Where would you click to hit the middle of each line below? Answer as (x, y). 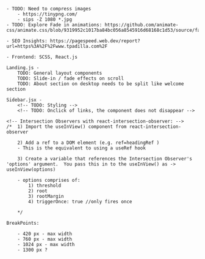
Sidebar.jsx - (24, 100)
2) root (38, 191)
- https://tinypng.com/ (48, 14)
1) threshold (45, 186)
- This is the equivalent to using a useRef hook (82, 148)
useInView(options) (31, 170)
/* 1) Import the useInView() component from (67, 127)
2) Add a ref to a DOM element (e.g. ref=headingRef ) (88, 143)
